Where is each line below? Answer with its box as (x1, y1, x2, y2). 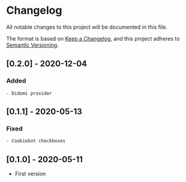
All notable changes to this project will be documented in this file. (6, 23, 168, 31)
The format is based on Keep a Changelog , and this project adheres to (6, 35, 180, 42)
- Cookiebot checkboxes (6, 138, 66, 144)
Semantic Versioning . (6, 41, 59, 48)
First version (14, 170, 46, 177)
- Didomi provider (6, 90, 52, 96)
